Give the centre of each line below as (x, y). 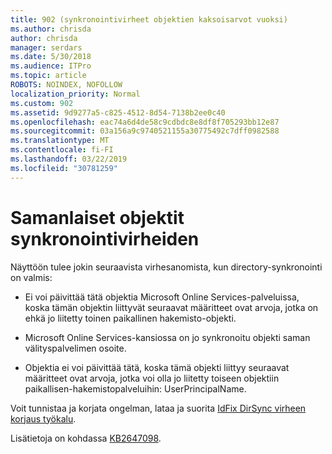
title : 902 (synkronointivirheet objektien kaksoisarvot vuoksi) (149, 19)
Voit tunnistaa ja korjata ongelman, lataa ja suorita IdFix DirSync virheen (158, 408)
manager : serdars (46, 47)
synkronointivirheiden (105, 238)
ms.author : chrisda (51, 29)
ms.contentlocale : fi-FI (62, 150)
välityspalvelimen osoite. (75, 348)
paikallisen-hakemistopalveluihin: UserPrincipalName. (135, 388)
